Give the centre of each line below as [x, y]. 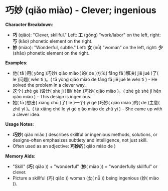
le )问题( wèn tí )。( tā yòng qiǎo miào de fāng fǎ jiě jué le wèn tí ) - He [85, 79]
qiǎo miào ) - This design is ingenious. [52, 96]
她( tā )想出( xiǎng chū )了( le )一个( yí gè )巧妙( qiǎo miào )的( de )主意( [86, 102]
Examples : [16, 63]
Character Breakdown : [29, 24]
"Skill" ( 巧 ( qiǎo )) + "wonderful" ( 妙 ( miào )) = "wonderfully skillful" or [85, 166]
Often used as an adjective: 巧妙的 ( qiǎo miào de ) [64, 146]
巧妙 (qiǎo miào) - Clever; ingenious [81, 10]
